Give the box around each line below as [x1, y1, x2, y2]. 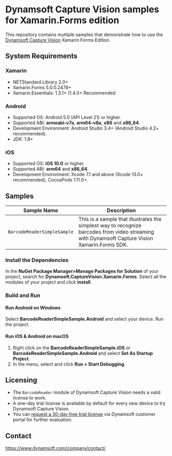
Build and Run [5, 292, 41, 299]
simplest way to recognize [78, 222, 142, 229]
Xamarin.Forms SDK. [78, 241, 128, 248]
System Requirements [5, 52, 78, 61]
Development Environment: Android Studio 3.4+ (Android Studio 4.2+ [12, 125, 159, 131]
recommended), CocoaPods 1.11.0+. [12, 177, 89, 183]
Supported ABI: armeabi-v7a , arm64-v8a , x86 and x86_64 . [12, 120, 140, 126]
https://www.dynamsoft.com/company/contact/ [5, 445, 106, 451]
